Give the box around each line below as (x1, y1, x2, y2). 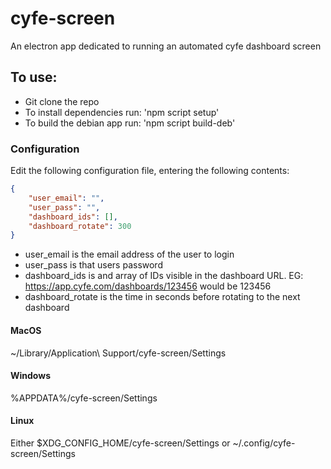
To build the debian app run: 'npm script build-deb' (24, 117, 236, 129)
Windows (10, 370, 51, 382)
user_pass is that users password (24, 259, 163, 271)
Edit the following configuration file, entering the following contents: (10, 165, 290, 177)
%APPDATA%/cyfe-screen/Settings (10, 392, 158, 404)
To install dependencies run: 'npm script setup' (24, 106, 220, 118)
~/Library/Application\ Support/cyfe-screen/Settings (10, 347, 227, 359)
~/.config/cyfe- (232, 437, 296, 449)
